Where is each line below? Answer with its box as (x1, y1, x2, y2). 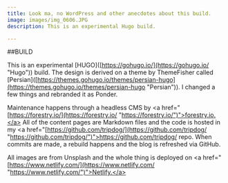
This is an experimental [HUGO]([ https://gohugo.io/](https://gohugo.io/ (7, 61, 209, 69)
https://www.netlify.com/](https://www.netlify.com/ (9, 161, 155, 169)
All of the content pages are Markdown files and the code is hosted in (22, 118, 221, 127)
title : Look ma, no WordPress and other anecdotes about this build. (7, 10, 212, 17)
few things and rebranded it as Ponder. (7, 90, 118, 98)
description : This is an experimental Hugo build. (7, 23, 156, 30)
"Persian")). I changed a (146, 83, 216, 91)
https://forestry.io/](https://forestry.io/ (9, 111, 117, 119)
